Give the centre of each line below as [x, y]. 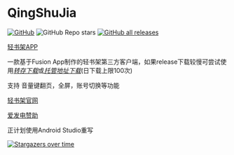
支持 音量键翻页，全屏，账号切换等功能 [63, 85]
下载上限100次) [111, 70]
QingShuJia [42, 13]
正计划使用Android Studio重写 [50, 130]
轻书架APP [23, 46]
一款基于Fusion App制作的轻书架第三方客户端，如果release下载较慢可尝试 [114, 62]
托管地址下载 [63, 70]
